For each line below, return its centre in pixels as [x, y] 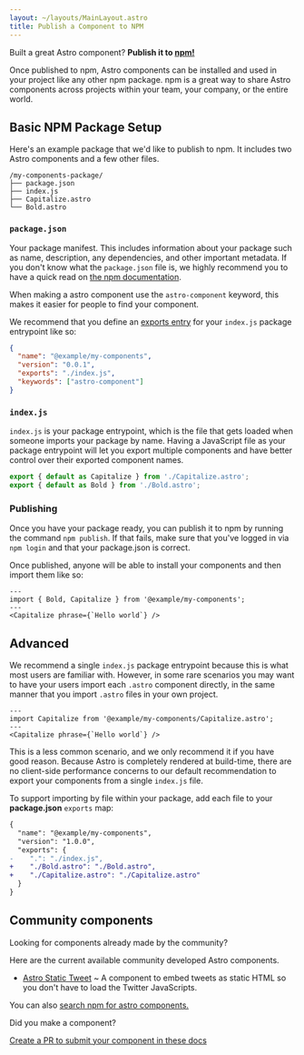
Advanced [39, 643]
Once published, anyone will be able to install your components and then [145, 566]
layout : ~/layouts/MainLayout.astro [78, 18]
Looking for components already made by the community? [119, 942]
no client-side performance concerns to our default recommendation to [143, 771]
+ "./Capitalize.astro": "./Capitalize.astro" [105, 875]
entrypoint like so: [43, 331]
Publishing [34, 508]
